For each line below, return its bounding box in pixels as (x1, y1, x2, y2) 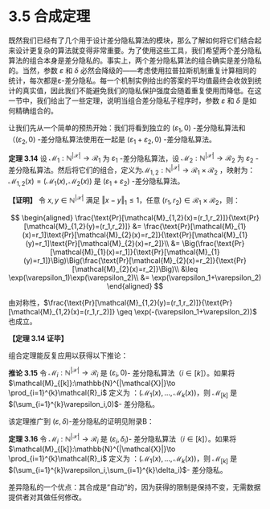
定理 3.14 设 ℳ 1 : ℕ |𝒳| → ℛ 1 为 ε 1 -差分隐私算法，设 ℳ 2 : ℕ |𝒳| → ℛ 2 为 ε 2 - (8, 152, 260, 165)
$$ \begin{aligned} (10, 212, 74, 222)
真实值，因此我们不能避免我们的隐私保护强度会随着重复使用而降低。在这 (22, 85, 262, 95)
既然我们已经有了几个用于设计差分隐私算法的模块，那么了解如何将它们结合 (8, 35, 255, 45)
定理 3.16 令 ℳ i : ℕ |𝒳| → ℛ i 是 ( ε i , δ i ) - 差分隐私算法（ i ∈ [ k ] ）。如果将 (8, 432, 237, 445)
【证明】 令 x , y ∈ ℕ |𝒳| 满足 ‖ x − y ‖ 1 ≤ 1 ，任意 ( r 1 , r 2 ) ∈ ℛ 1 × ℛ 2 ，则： (8, 194, 241, 207)
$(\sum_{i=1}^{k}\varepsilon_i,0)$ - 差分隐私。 (8, 399, 159, 408)
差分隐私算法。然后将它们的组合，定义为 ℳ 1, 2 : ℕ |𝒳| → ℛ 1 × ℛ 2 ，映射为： (8, 163, 256, 177)
